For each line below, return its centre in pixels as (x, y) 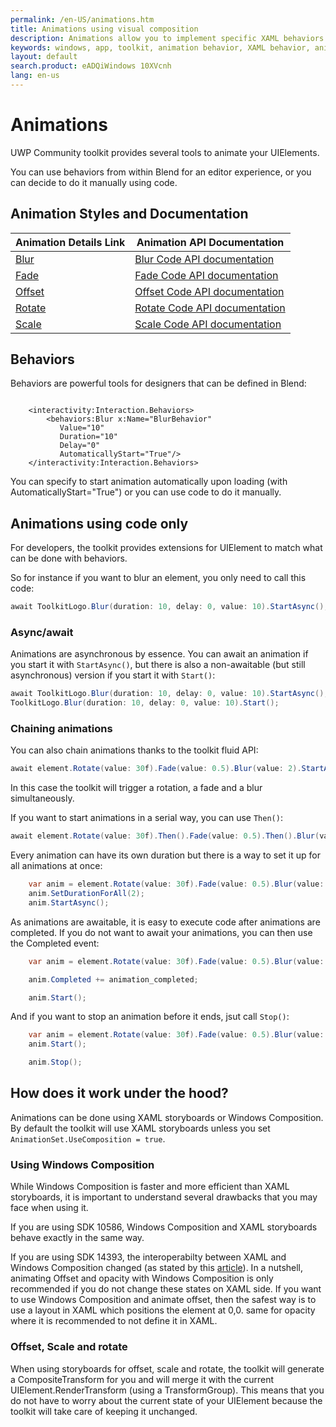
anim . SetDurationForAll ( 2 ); (86, 894)
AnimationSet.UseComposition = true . (88, 1138)
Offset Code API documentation (209, 291)
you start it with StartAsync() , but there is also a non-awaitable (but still (158, 665)
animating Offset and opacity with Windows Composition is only (142, 1278)
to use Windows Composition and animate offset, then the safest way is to (163, 1300)
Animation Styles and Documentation (129, 214)
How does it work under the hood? (119, 1093)
